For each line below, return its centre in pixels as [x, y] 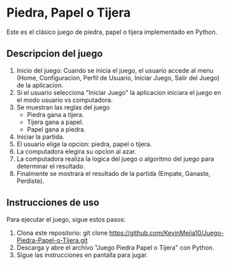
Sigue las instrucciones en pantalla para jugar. [82, 255]
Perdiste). [30, 181]
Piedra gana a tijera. [55, 114]
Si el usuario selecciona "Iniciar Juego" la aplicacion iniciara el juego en [119, 92]
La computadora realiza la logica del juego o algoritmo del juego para [115, 159]
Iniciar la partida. [40, 136]
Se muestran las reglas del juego [63, 107]
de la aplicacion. [40, 85]
